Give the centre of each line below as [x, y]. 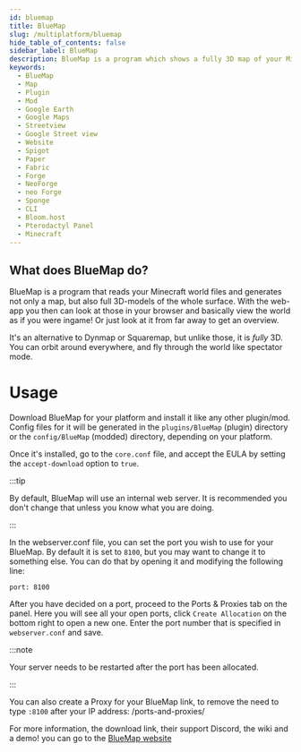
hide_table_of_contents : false [68, 43]
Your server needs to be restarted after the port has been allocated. [134, 667]
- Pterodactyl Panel [56, 226]
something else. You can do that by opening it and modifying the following [146, 561]
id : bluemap [31, 17]
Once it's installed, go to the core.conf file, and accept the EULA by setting [147, 454]
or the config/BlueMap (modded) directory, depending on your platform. [141, 437]
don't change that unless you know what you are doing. [112, 508]
